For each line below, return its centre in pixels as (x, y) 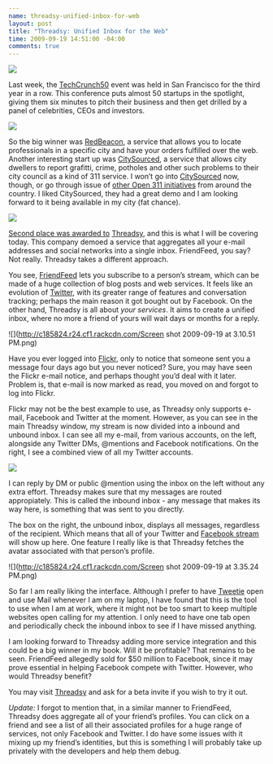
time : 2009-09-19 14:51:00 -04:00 (67, 39)
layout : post (30, 24)
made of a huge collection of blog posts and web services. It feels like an (131, 284)
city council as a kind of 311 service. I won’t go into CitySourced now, (124, 177)
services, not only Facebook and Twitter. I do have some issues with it (126, 734)
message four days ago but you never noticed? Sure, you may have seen (130, 367)
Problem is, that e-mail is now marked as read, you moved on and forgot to (133, 384)
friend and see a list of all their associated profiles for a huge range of (125, 725)
